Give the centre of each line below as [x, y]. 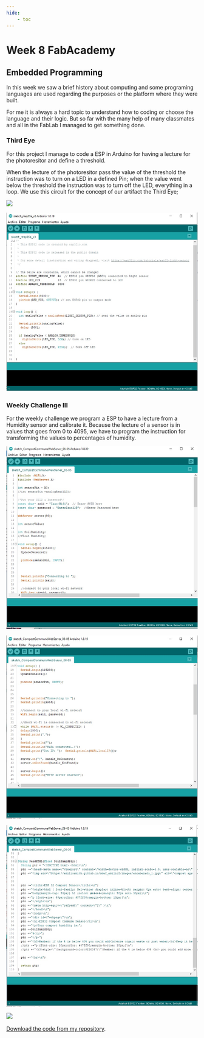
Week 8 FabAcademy [61, 50]
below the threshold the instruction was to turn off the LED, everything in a [99, 185]
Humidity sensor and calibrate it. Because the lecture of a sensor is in [93, 425]
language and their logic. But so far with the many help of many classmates [100, 118]
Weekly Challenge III [37, 405]
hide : [13, 13]
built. [13, 100]
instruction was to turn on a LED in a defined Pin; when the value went [94, 178]
